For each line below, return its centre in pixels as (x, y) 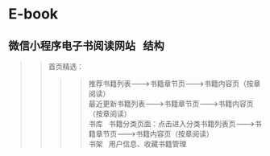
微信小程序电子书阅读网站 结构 (86, 45)
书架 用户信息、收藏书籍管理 (137, 144)
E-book (33, 14)
